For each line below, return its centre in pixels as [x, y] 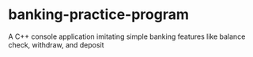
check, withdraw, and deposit [56, 44]
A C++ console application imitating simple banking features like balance [127, 36]
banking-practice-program [99, 15]
